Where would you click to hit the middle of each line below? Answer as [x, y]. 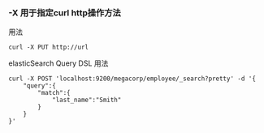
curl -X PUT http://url [49, 47]
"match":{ [54, 93]
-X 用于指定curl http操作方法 [65, 12]
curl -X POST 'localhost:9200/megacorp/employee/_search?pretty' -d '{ [132, 79]
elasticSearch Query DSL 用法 [58, 63]
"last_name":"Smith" [87, 100]
